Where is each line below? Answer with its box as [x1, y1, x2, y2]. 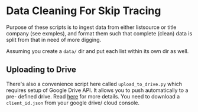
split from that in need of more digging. [6, 36, 102, 43]
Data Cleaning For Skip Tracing [6, 4, 161, 18]
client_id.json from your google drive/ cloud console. [6, 99, 140, 106]
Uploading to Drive [6, 65, 77, 75]
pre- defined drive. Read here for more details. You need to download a [6, 93, 180, 100]
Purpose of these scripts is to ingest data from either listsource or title [6, 24, 177, 31]
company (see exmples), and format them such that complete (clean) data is [6, 29, 193, 37]
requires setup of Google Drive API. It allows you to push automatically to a [6, 87, 189, 94]
